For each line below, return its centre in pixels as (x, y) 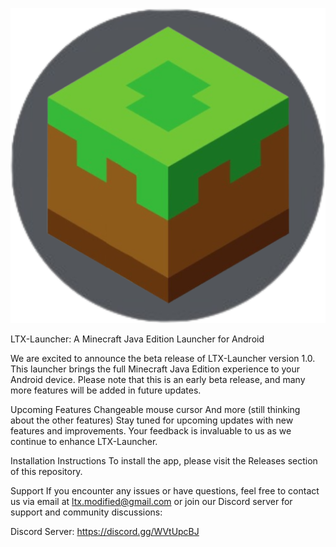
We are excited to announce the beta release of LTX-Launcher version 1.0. (163, 358)
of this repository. (46, 471)
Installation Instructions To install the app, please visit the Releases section (164, 461)
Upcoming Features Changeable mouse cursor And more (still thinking (155, 409)
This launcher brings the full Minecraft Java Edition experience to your (155, 369)
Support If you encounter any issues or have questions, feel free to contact (165, 491)
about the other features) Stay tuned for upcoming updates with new (152, 420)
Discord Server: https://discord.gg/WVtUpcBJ (105, 531)
